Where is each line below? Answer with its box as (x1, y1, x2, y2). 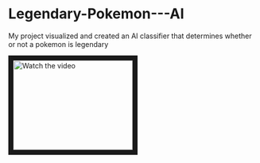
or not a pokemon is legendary (8, 39, 109, 49)
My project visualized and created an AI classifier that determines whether (8, 31, 252, 41)
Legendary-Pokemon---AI (8, 5, 184, 23)
